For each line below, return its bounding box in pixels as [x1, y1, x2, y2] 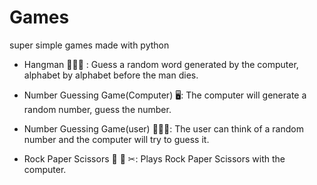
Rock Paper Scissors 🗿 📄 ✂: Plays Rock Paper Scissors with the [23, 152, 286, 165]
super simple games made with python [9, 39, 170, 51]
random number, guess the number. [23, 103, 172, 115]
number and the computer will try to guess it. [23, 133, 210, 145]
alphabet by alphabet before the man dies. [23, 69, 199, 81]
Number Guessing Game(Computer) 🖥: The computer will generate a [23, 89, 307, 101]
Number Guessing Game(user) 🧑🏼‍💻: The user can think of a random [23, 122, 304, 135]
